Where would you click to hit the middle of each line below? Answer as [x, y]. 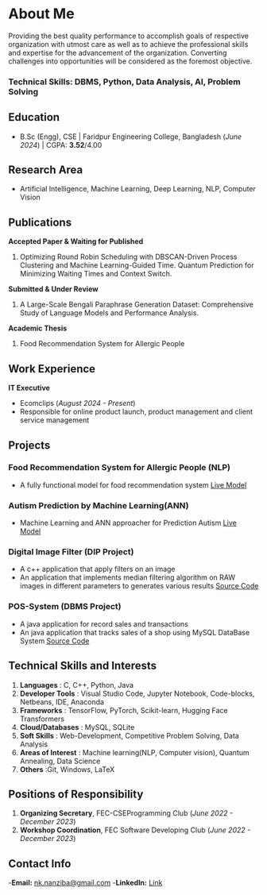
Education [34, 117]
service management [54, 420]
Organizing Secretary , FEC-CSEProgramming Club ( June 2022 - [126, 813]
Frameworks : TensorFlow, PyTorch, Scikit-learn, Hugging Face [124, 710]
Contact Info [40, 864]
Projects [29, 445]
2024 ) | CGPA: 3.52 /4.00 [61, 145]
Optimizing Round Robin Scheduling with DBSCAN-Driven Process [128, 257]
